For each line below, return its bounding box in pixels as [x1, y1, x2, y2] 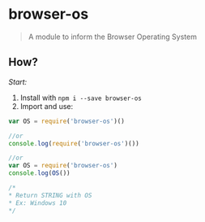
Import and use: [19, 101, 74, 111]
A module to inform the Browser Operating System [28, 32, 197, 41]
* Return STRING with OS [8, 191, 92, 199]
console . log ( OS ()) [8, 169, 70, 177]
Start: [8, 76, 28, 86]
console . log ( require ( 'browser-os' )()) [8, 139, 139, 147]
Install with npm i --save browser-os [19, 93, 142, 102]
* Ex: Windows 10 [8, 198, 67, 207]
